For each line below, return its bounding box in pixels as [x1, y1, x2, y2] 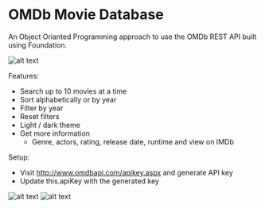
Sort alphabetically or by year [19, 94, 117, 104]
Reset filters [19, 111, 60, 121]
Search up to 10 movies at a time [19, 86, 127, 96]
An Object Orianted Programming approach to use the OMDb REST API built [8, 32, 257, 41]
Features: [8, 71, 40, 80]
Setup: [8, 152, 30, 162]
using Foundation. [8, 40, 68, 49]
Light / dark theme [19, 120, 81, 129]
